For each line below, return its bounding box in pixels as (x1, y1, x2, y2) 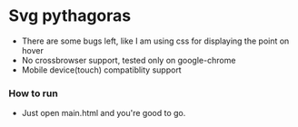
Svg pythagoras (8, 5, 132, 26)
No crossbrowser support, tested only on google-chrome (21, 54, 236, 65)
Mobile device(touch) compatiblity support (21, 64, 183, 75)
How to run (8, 87, 58, 100)
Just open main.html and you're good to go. (21, 108, 186, 119)
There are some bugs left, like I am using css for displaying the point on (21, 35, 290, 46)
